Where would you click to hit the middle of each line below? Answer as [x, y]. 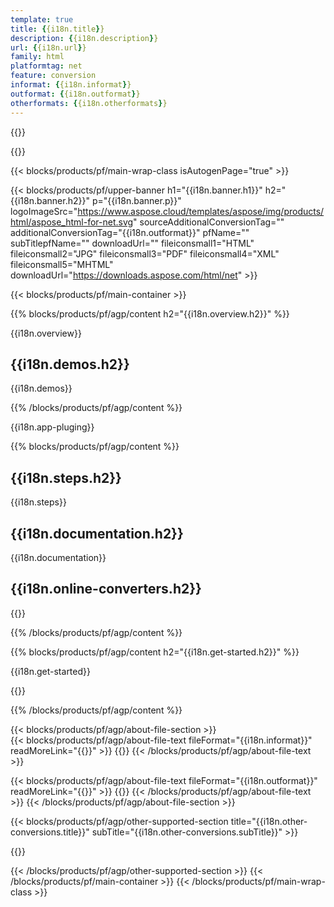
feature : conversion [53, 76]
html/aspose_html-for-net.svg [72, 222]
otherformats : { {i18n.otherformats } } [89, 103]
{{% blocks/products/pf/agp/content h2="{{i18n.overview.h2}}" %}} [150, 313]
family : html [37, 57]
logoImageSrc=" [44, 211]
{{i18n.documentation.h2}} [97, 533]
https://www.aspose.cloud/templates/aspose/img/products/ [201, 211]
